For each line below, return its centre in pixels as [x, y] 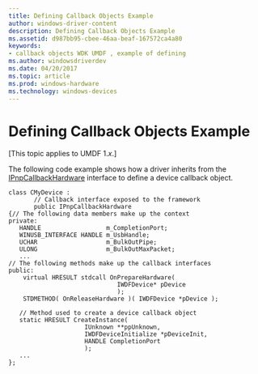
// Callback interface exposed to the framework [117, 200]
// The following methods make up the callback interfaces [110, 264]
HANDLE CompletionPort [123, 342]
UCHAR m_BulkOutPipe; [88, 242]
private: [23, 221]
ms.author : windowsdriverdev [57, 62]
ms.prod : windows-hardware [54, 83]
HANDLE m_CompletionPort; [93, 228]
